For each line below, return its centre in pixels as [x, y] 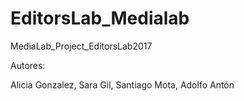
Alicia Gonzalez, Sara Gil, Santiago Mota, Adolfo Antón [122, 84]
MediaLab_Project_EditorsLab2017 [81, 46]
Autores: [28, 65]
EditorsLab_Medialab [100, 18]
